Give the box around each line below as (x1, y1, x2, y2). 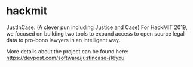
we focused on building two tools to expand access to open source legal (6, 30, 185, 37)
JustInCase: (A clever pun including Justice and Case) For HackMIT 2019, (6, 24, 188, 31)
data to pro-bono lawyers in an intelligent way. (6, 36, 121, 43)
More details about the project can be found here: (6, 47, 128, 55)
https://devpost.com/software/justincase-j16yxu (6, 54, 125, 61)
